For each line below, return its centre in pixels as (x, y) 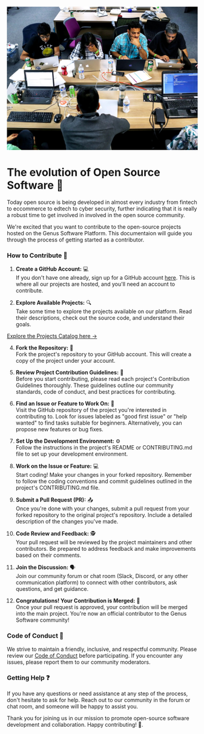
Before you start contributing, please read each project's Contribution (103, 379)
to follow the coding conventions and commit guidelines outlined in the (104, 481)
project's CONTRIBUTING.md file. (58, 488)
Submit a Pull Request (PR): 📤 (54, 500)
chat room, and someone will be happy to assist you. (73, 706)
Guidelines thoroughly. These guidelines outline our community (95, 385)
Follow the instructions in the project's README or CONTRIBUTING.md (104, 448)
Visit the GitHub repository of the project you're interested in (91, 410)
